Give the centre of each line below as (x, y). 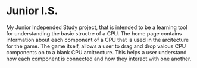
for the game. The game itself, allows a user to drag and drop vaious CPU (96, 46)
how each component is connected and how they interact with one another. (99, 59)
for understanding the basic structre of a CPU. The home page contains (94, 33)
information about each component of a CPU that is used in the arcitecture (98, 40)
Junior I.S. (32, 11)
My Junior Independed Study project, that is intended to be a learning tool (97, 27)
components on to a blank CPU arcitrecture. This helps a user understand (96, 52)
